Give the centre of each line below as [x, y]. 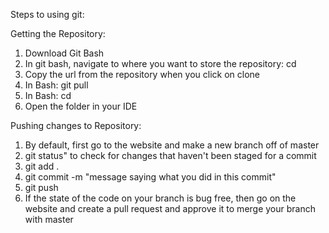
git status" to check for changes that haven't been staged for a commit [170, 155]
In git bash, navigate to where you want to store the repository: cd [160, 63]
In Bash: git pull [56, 85]
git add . [42, 166]
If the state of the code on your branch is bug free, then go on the [160, 198]
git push [41, 187]
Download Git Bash [64, 53]
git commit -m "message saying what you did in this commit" [150, 177]
